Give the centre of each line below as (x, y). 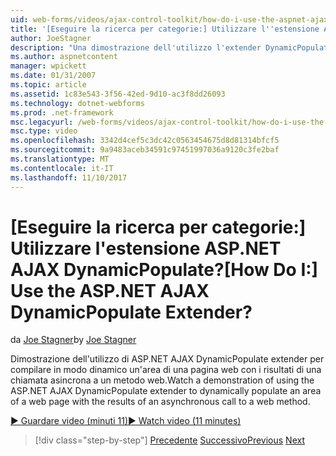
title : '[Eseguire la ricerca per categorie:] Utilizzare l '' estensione (165, 29)
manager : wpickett (48, 66)
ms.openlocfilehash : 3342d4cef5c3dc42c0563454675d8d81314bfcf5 (145, 141)
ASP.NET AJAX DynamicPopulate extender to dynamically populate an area (166, 391)
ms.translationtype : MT (60, 159)
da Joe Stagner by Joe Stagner (73, 340)
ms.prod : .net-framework (62, 112)
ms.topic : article (48, 85)
